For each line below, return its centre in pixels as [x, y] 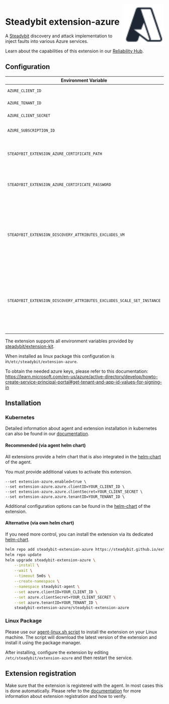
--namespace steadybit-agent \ [47, 586]
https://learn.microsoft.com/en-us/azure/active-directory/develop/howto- [81, 376]
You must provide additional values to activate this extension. [69, 472]
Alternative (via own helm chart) [40, 523]
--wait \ [23, 571]
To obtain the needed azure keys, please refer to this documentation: [77, 371]
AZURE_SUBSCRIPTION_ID [31, 131]
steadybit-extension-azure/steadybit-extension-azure [72, 608]
